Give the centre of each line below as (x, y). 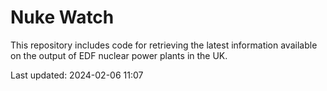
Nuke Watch (62, 17)
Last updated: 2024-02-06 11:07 (77, 75)
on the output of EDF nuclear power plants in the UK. (119, 55)
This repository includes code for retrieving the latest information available (164, 45)
